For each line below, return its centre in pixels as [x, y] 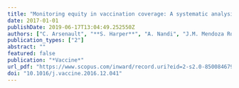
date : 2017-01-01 [33, 21]
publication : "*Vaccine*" [46, 60]
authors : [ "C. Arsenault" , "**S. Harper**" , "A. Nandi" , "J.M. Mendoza [116, 34]
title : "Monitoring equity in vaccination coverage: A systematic [108, 14]
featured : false [31, 54]
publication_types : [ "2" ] [46, 40]
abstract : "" [27, 47]
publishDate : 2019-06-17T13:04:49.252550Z [71, 27]
